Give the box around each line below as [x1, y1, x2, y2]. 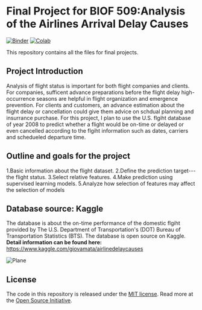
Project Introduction [6, 66, 83, 77]
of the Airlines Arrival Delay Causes [6, 17, 189, 31]
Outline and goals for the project [6, 151, 131, 161]
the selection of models [6, 186, 65, 194]
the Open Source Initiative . [6, 297, 72, 304]
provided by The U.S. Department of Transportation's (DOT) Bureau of [6, 226, 181, 233]
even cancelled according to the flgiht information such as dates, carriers [6, 127, 189, 134]
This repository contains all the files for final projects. [6, 48, 139, 55]
